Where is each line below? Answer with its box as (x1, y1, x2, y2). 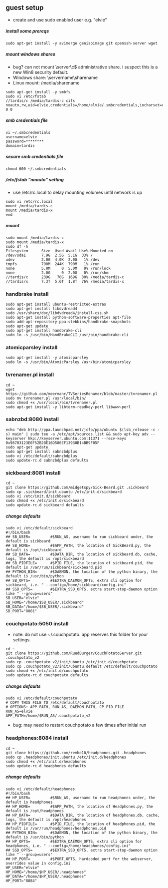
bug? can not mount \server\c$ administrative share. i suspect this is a (12, 64, 158, 70)
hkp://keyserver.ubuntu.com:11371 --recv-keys (27, 436, 127, 441)
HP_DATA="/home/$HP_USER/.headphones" (5, 874, 86, 879)
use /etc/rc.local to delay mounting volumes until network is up (12, 189, 143, 195)
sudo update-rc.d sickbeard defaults (5, 502, 84, 508)
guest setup (5, 3, 44, 12)
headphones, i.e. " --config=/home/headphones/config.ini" (5, 843, 131, 848)
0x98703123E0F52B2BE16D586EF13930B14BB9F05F (5, 440, 100, 445)
